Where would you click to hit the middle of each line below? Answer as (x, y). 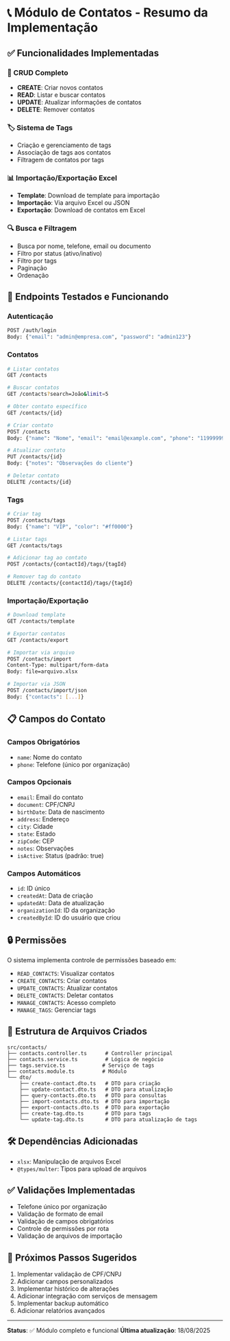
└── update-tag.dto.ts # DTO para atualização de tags (108, 1119)
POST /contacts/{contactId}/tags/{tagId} (67, 564)
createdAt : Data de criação (55, 896)
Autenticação (30, 316)
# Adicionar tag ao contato (47, 558)
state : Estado (36, 834)
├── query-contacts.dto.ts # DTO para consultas (93, 1095)
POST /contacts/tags (37, 520)
